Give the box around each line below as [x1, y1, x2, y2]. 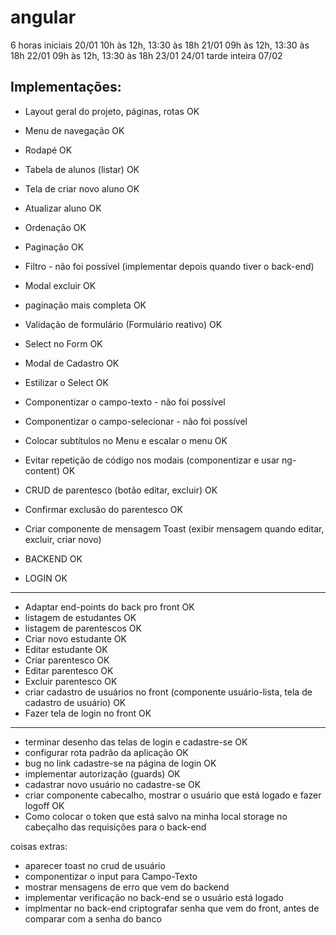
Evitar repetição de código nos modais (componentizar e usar [24, 454, 280, 466]
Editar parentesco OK [24, 664, 114, 676]
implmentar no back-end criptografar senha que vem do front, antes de [24, 902, 320, 914]
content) [24, 464, 61, 476]
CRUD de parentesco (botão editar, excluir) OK [24, 484, 218, 496]
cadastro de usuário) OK [24, 696, 127, 708]
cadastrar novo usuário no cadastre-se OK [24, 778, 202, 790]
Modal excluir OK [24, 279, 97, 291]
